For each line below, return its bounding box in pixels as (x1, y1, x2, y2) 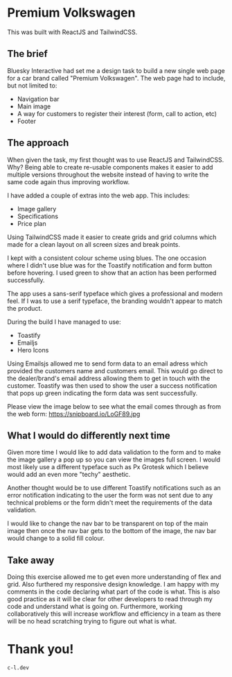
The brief (7, 48, 48, 60)
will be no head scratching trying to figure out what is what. (7, 617, 177, 626)
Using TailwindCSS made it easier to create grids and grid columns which (7, 233, 217, 241)
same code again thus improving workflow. (7, 177, 130, 186)
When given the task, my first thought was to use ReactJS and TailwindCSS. (7, 155, 224, 164)
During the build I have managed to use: (7, 318, 121, 326)
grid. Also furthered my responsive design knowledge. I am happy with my (7, 580, 220, 589)
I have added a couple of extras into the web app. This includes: (7, 191, 190, 199)
